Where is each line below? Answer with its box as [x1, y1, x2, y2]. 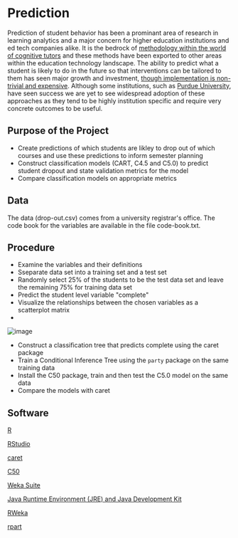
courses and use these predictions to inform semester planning [17, 151, 204, 159]
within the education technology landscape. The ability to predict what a [7, 58, 219, 67]
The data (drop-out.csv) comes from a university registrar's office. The [7, 213, 215, 222]
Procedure [7, 241, 55, 253]
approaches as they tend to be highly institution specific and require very [7, 96, 222, 105]
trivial [7, 81, 23, 90]
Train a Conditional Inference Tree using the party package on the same [17, 356, 229, 364]
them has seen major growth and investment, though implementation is [7, 73, 215, 83]
